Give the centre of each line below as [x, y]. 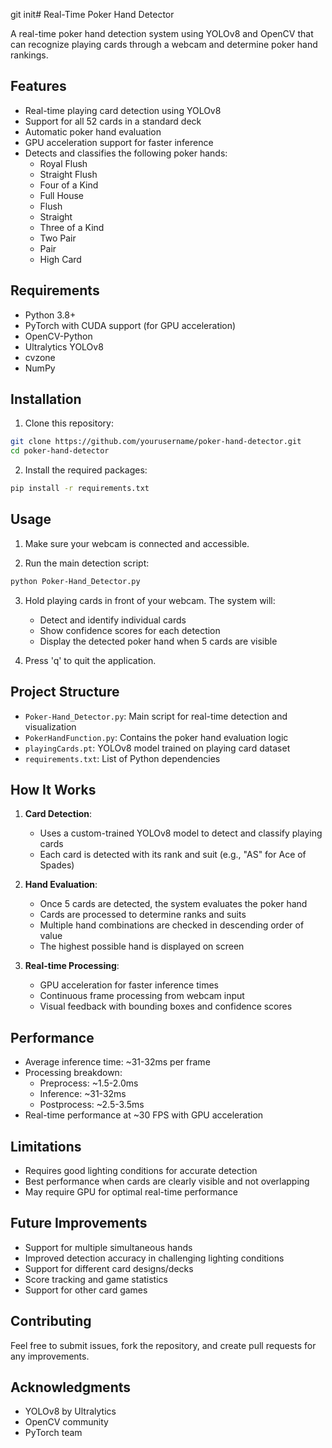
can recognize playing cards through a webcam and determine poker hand [164, 44]
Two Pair [58, 238]
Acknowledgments [71, 1387]
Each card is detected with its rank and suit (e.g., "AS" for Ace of [173, 855]
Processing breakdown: [73, 1073]
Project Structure [65, 692]
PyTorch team [53, 1433]
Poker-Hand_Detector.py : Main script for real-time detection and [156, 716]
